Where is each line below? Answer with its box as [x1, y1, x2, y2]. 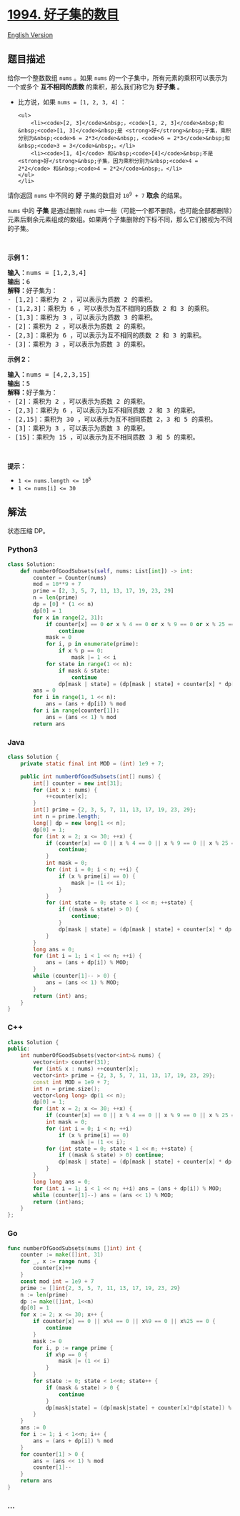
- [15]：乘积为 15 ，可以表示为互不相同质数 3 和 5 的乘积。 [7, 433, 199, 441]
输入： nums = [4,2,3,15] [7, 370, 91, 379]
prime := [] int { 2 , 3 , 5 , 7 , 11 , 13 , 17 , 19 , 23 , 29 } [20, 1284, 181, 1292]
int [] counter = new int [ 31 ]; [33, 780, 123, 787]
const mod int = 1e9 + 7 [20, 1277, 94, 1285]
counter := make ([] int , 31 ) [20, 1252, 104, 1259]
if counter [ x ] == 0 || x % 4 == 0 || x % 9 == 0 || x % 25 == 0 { [33, 1318, 216, 1325]
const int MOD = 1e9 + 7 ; [33, 1079, 111, 1086]
